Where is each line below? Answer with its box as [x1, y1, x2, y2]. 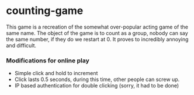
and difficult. [6, 42, 37, 49]
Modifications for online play [6, 57, 89, 65]
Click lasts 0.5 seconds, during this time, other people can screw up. [14, 76, 180, 83]
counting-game [6, 4, 84, 17]
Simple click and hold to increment [14, 70, 98, 77]
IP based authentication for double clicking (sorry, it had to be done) [14, 82, 179, 89]
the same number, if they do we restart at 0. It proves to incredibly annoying [6, 36, 189, 43]
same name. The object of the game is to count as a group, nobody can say [6, 29, 188, 36]
